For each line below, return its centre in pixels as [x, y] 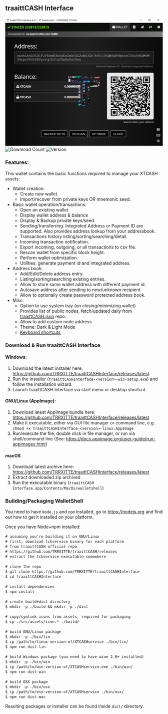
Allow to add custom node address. [56, 321]
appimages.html [29, 444]
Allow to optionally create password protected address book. [83, 295]
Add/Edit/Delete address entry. [52, 274]
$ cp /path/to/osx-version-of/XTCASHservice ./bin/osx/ [64, 692]
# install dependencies [30, 587]
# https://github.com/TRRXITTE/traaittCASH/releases [61, 552]
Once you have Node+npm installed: [43, 527]
